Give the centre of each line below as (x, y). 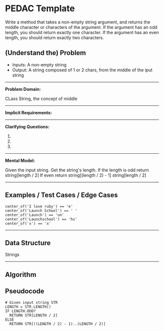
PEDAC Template (40, 9)
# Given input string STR (31, 302)
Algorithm (21, 275)
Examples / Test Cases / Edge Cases (61, 195)
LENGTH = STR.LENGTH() (28, 307)
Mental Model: (20, 160)
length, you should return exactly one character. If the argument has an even (82, 32)
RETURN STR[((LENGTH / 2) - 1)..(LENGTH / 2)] (58, 324)
